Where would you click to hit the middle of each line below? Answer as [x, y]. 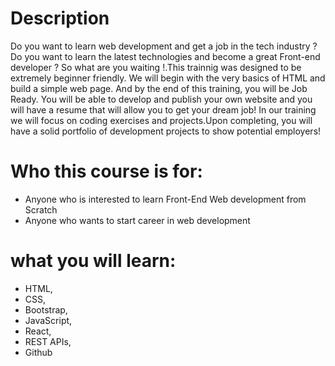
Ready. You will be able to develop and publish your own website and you [161, 99]
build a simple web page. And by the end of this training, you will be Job [159, 88]
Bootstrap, [46, 309]
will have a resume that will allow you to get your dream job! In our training [163, 109]
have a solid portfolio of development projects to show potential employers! [166, 131]
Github [38, 352]
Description [60, 18]
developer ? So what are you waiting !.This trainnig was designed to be [156, 67]
